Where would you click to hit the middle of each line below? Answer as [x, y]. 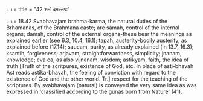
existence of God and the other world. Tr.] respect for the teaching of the [97, 79]
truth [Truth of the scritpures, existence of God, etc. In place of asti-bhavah [100, 66]
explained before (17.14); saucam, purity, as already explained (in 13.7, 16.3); [100, 47]
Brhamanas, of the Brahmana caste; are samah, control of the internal [93, 28]
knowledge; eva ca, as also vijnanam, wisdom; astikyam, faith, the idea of [98, 60]
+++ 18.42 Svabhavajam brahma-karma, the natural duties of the [87, 21]
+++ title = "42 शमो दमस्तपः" [38, 9]
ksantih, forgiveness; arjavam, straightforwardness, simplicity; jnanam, [94, 53]
